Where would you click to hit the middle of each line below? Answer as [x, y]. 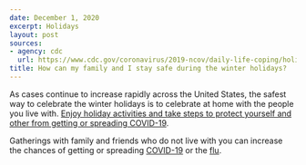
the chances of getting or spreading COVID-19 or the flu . [116, 150]
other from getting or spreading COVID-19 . [89, 122]
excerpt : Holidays [44, 26]
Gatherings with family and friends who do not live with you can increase [146, 141]
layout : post [34, 34]
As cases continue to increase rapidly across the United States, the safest [148, 94]
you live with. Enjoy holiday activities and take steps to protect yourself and [151, 113]
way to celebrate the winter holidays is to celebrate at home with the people [152, 103]
